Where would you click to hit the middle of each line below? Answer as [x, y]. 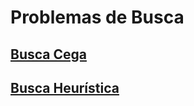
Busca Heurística [65, 87]
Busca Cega [48, 54]
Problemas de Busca [97, 17]
